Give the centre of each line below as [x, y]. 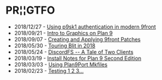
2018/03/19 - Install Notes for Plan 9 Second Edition [78, 58]
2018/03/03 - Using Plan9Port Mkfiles [61, 64]
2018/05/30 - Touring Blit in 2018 [55, 46]
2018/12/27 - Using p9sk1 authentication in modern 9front [85, 27]
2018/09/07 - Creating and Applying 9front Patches [77, 39]
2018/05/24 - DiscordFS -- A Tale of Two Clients [74, 52]
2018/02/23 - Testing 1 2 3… [49, 71]
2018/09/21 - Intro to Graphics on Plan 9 [63, 33]
